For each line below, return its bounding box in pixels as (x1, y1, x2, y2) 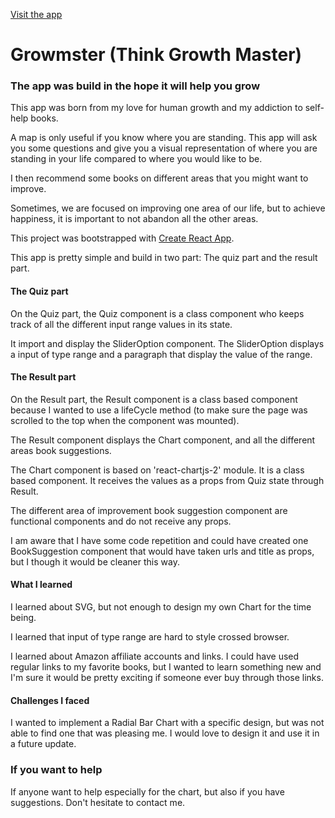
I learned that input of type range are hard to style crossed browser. (10, 631, 290, 643)
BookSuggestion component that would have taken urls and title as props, (10, 545, 315, 557)
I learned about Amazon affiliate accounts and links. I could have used (10, 650, 300, 663)
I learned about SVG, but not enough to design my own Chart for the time (10, 601, 312, 613)
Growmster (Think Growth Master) (10, 44, 303, 66)
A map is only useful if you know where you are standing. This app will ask (10, 132, 318, 144)
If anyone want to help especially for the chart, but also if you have (10, 785, 285, 798)
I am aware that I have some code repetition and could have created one (10, 534, 309, 546)
